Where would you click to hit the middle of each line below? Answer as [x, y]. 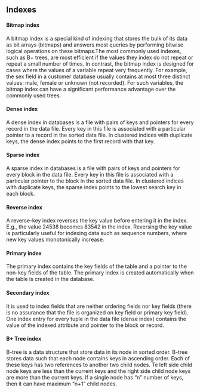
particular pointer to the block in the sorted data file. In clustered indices [95, 181]
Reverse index [24, 207]
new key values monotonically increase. [55, 240]
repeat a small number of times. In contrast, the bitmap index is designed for [100, 64]
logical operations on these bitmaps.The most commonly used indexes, [94, 51]
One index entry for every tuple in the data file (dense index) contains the [96, 319]
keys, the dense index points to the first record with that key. [81, 141]
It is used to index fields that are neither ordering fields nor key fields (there [99, 306]
